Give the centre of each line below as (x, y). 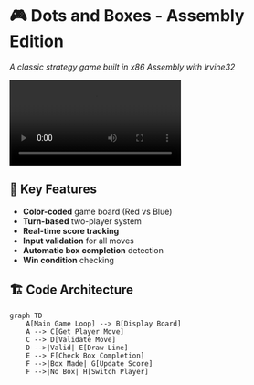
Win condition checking (68, 260)
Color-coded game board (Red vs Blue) (97, 211)
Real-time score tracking (71, 230)
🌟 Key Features (53, 190)
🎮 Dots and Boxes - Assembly (127, 16)
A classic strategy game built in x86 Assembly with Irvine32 (122, 67)
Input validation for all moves (79, 241)
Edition (37, 42)
